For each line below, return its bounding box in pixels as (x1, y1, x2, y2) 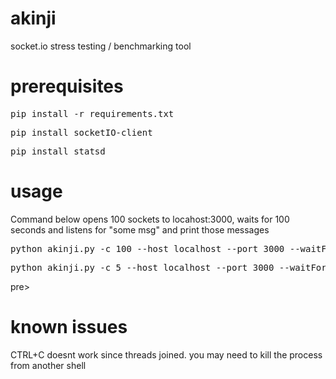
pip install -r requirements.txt (10, 108, 175, 119)
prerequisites (10, 75, 124, 98)
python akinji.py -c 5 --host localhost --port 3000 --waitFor (10, 262, 327, 273)
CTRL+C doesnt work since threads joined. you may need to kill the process (10, 348, 323, 361)
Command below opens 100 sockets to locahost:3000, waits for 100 (10, 213, 290, 225)
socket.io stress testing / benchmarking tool (10, 40, 192, 52)
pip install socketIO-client (10, 127, 153, 138)
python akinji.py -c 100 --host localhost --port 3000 (10, 243, 285, 254)
